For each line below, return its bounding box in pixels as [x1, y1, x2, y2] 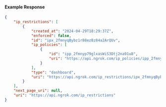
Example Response [4, 4, 45, 10]
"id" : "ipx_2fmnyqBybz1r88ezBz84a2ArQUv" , [31, 37, 120, 43]
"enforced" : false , [31, 33, 71, 38]
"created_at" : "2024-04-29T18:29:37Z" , [31, 29, 113, 34]
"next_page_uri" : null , [13, 88, 63, 93]
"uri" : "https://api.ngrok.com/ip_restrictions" [13, 93, 116, 98]
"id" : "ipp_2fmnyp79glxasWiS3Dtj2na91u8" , [49, 52, 138, 57]
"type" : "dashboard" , [31, 70, 76, 75]
